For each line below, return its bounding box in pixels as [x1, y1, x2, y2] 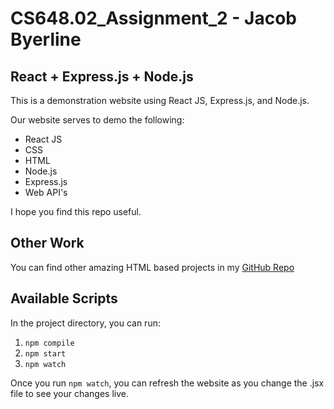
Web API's [24, 187, 68, 198]
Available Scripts [10, 290, 118, 307]
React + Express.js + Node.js [10, 68, 194, 85]
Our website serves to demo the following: [10, 114, 185, 126]
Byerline [10, 28, 82, 51]
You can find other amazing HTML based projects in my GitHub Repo [10, 261, 295, 273]
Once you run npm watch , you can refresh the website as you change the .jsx [10, 377, 325, 389]
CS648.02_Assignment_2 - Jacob [10, 7, 298, 30]
